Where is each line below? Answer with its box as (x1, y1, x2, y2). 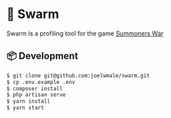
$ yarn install (6, 98, 51, 105)
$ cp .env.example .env (6, 78, 76, 85)
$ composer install (6, 85, 63, 92)
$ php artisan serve (6, 92, 67, 99)
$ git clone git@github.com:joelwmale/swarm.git (6, 72, 150, 79)
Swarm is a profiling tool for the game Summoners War (6, 29, 164, 37)
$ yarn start (6, 104, 44, 112)
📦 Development (6, 50, 79, 62)
